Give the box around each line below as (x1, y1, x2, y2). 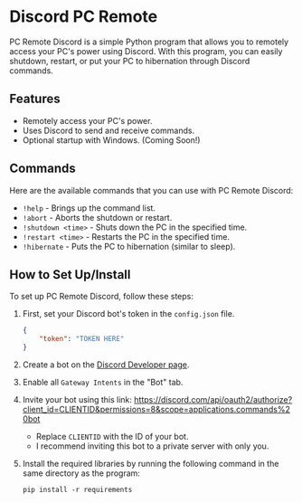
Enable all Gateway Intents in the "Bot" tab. (22, 377, 184, 387)
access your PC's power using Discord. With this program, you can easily (9, 45, 283, 56)
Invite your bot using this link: (22, 394, 133, 404)
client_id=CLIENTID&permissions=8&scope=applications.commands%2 (22, 404, 291, 414)
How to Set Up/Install (9, 267, 131, 282)
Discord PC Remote (9, 6, 158, 27)
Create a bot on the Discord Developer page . (22, 359, 190, 370)
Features (9, 91, 61, 107)
